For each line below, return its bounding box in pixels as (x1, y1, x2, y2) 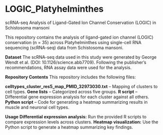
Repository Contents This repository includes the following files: (5, 74, 136, 80)
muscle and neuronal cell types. (5, 104, 70, 110)
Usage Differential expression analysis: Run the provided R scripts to (5, 113, 147, 119)
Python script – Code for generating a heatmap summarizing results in (5, 99, 148, 105)
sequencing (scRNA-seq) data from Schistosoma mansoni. (5, 45, 124, 50)
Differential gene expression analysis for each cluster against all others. (5, 94, 149, 100)
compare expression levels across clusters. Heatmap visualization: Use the (5, 119, 159, 125)
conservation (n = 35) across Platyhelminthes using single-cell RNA (5, 39, 142, 45)
